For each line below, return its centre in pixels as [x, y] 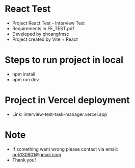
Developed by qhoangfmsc [40, 34]
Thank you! [24, 160]
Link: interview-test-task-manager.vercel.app [60, 114]
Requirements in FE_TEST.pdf [43, 28]
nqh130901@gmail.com [37, 154]
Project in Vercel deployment [67, 100]
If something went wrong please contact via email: [65, 149]
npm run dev [25, 79]
